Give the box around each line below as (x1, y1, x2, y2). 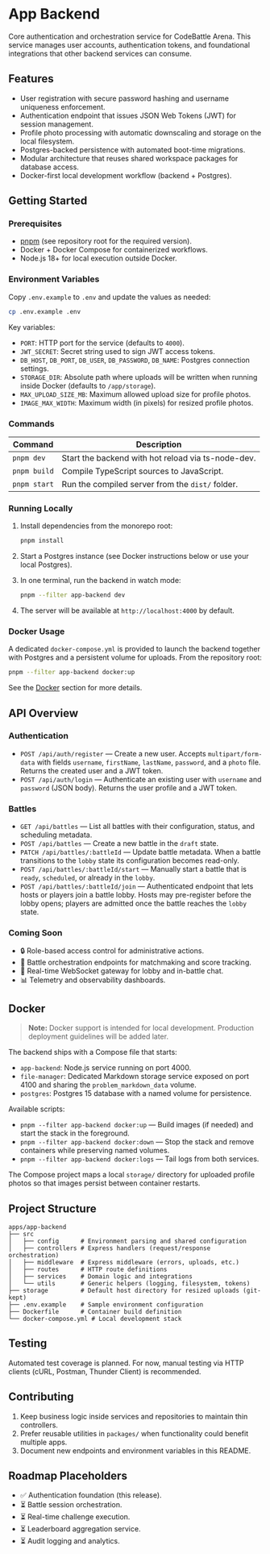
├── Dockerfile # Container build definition (8, 1308, 182, 1316)
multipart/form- (208, 750, 263, 758)
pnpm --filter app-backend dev (19, 591, 126, 599)
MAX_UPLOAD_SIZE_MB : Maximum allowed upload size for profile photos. (19, 389, 251, 399)
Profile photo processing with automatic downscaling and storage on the (19, 127, 262, 137)
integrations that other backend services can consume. (8, 48, 192, 58)
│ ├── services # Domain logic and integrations (8, 1273, 193, 1281)
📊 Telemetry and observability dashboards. (19, 975, 166, 985)
